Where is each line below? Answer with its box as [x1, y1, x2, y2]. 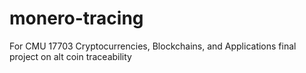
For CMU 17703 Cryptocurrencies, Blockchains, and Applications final [9, 40, 297, 52]
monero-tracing [9, 7, 144, 30]
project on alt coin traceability [9, 50, 132, 62]
